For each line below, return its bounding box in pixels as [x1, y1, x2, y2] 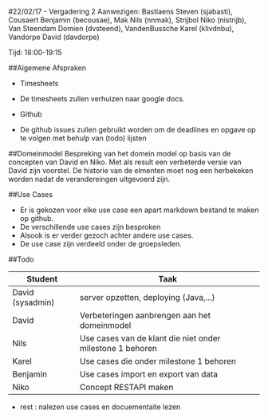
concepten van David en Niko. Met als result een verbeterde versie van [8, 157, 242, 167]
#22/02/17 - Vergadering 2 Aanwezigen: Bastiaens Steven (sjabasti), [8, 7, 233, 16]
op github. [19, 214, 54, 223]
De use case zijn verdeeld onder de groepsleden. [19, 239, 182, 248]
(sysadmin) [12, 297, 55, 308]
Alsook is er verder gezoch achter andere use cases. [19, 231, 194, 240]
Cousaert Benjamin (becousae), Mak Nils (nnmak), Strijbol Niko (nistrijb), [8, 15, 247, 25]
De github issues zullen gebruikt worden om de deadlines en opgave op [19, 125, 257, 134]
